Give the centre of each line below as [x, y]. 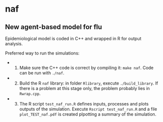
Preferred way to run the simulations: [42, 53]
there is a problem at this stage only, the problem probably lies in [85, 88]
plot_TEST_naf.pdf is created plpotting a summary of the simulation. [88, 114]
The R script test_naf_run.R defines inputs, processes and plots [84, 104]
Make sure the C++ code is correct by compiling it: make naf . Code [86, 68]
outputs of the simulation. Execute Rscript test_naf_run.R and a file [88, 109]
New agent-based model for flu [54, 27]
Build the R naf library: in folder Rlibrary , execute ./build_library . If [89, 83]
